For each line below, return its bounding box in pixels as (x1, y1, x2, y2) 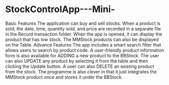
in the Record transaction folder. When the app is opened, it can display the (5, 31, 163, 37)
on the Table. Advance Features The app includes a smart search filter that (5, 41, 161, 48)
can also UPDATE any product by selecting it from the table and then (5, 58, 148, 64)
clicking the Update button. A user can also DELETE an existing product (5, 63, 154, 69)
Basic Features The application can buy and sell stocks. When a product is (5, 20, 161, 26)
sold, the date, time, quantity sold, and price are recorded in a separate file (5, 25, 161, 31)
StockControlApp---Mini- (5, 4, 115, 15)
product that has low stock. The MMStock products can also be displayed (5, 36, 159, 42)
